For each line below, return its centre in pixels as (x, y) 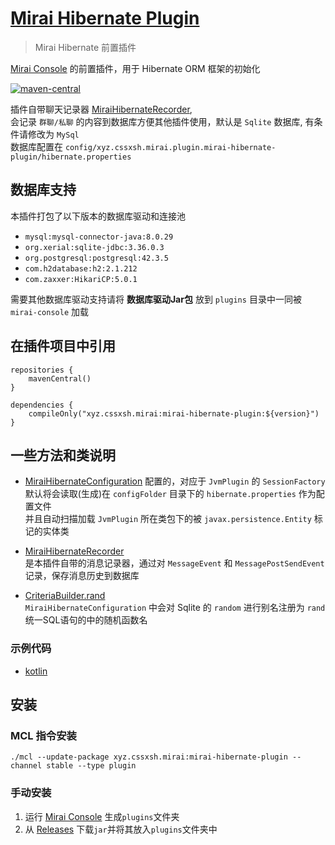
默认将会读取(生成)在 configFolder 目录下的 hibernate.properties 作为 (170, 494)
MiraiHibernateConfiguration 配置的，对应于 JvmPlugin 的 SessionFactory (175, 481)
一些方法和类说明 (63, 455)
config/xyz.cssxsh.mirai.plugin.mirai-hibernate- (170, 147)
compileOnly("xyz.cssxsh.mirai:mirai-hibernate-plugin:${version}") (174, 413)
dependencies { (42, 405)
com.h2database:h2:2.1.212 (81, 268)
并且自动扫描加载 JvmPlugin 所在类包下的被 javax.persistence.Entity (168, 519)
